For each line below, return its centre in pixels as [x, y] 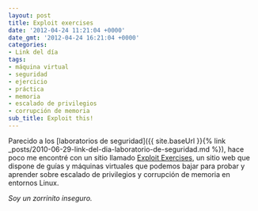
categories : [28, 45]
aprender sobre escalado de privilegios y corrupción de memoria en [120, 174]
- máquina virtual [38, 67]
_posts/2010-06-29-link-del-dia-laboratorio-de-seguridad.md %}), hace [126, 149]
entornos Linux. [34, 183]
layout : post [30, 15]
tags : [17, 60]
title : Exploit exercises [51, 23]
